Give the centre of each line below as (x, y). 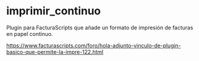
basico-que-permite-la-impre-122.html (55, 51)
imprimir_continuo (54, 11)
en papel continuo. (30, 33)
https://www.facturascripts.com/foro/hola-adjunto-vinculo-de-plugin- (93, 45)
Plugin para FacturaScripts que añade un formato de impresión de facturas (100, 28)
